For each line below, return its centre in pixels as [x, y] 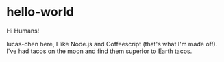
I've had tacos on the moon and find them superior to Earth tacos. [99, 51]
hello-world [40, 12]
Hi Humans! [23, 31]
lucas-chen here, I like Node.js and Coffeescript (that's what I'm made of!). [112, 44]
